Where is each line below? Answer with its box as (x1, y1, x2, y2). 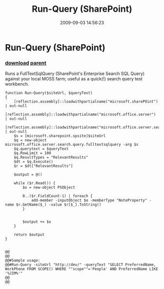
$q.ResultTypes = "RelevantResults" (14, 155, 89, 160)
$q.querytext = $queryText (14, 146, 69, 152)
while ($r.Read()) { (14, 181, 56, 186)
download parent (5, 59, 46, 66)
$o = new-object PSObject (22, 185, 76, 190)
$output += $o (22, 219, 51, 224)
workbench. (5, 81, 29, 87)
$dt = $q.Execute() (14, 159, 54, 164)
